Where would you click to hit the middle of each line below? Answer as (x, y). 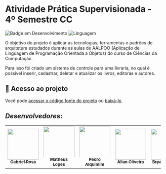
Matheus (59, 159)
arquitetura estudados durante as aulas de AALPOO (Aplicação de (72, 48)
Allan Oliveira (130, 162)
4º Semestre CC (39, 19)
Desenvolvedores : (34, 116)
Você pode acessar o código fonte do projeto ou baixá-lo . (64, 101)
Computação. (19, 58)
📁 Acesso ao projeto (37, 89)
